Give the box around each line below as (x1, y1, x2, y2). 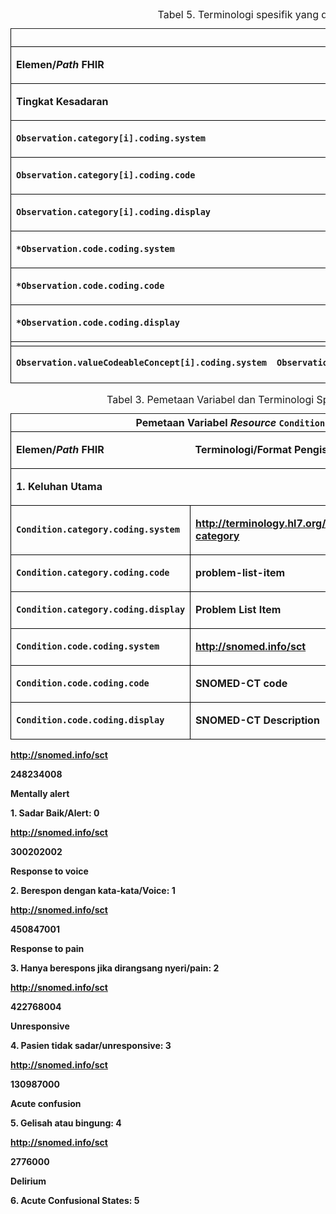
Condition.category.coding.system (16, 524, 180, 535)
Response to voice (10, 865, 89, 877)
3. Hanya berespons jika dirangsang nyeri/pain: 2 (10, 962, 220, 974)
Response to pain (10, 943, 85, 954)
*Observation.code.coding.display (16, 317, 180, 328)
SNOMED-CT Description (195, 713, 320, 727)
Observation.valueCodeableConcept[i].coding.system (16, 357, 268, 368)
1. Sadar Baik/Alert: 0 (10, 807, 100, 819)
